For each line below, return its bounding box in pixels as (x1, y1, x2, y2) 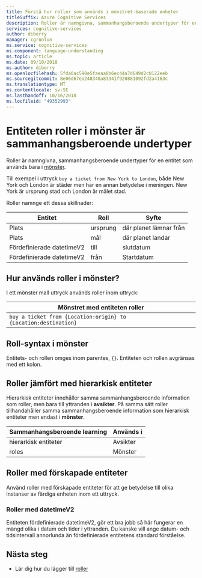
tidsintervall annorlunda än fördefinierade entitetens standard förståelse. (6, 532, 186, 539)
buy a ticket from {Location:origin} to (9, 314, 126, 320)
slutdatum (122, 243, 151, 251)
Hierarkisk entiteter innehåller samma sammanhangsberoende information (6, 394, 191, 401)
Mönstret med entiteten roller (58, 303, 144, 312)
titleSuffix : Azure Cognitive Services (6, 14, 106, 20)
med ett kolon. (6, 361, 42, 368)
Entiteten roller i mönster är (6, 124, 145, 138)
